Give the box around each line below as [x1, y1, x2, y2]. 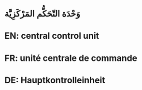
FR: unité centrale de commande [4, 52, 138, 63]
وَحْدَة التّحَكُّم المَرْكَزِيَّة [4, 8, 80, 19]
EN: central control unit [4, 30, 99, 42]
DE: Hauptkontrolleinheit [4, 75, 105, 86]
